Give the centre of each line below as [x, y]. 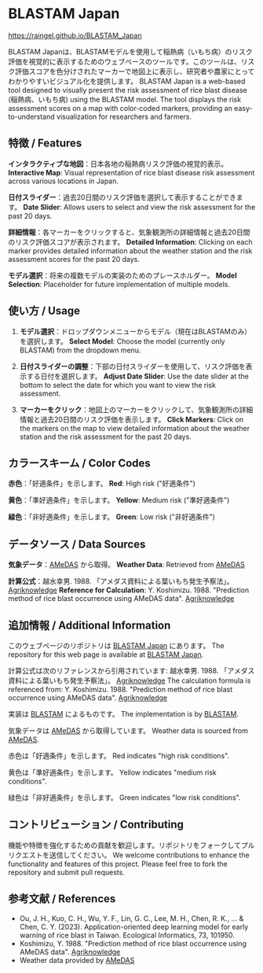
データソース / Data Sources [77, 544]
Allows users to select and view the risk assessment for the [160, 207]
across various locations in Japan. [64, 181]
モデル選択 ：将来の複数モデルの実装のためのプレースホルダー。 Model [122, 275]
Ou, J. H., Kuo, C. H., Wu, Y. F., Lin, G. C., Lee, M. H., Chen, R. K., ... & [131, 918]
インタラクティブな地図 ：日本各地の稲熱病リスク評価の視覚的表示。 [118, 164]
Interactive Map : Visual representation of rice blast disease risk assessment [131, 172]
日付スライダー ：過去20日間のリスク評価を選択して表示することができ [122, 197]
